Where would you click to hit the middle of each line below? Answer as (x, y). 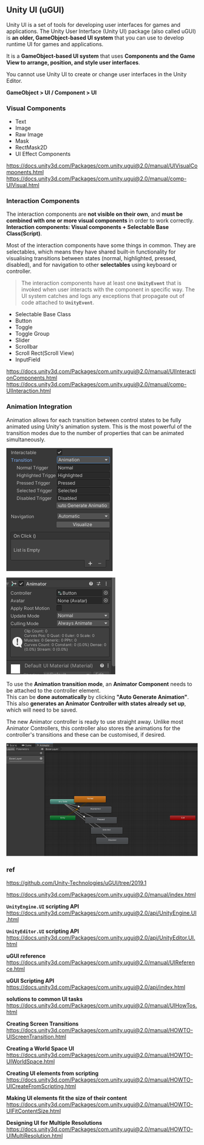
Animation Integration (39, 406)
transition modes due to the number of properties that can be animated (95, 433)
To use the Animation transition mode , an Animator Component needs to (99, 684)
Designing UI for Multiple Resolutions (54, 1123)
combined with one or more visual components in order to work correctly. (100, 221)
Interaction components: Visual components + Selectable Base (87, 227)
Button (23, 321)
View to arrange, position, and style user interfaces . (73, 62)
